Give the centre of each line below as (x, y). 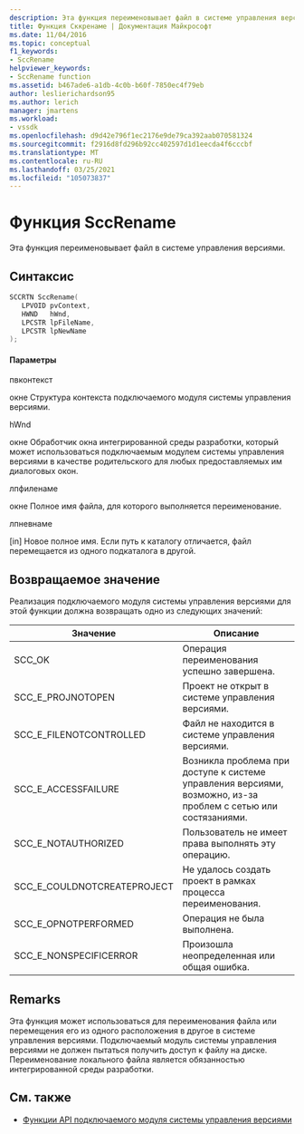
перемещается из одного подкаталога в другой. (103, 551)
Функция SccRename (93, 223)
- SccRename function (50, 77)
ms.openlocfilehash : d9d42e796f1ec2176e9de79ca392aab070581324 (131, 136)
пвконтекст (31, 380)
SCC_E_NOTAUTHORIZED (69, 844)
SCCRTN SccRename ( (44, 297)
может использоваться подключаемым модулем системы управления (147, 452)
